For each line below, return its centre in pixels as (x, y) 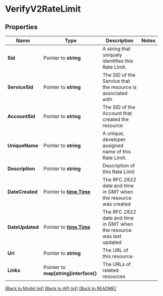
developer (114, 139)
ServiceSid (20, 87)
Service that (116, 81)
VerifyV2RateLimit (43, 9)
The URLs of (117, 264)
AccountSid (21, 116)
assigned (113, 146)
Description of (119, 166)
